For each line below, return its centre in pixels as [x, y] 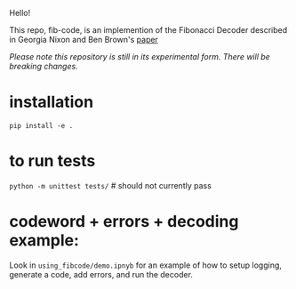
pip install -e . [41, 125]
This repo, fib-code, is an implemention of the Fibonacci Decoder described [148, 30]
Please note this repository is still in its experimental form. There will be [140, 56]
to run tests [52, 161]
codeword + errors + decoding [124, 222]
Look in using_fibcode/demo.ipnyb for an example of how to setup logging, [146, 265]
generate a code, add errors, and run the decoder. [101, 274]
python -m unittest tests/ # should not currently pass [110, 185]
